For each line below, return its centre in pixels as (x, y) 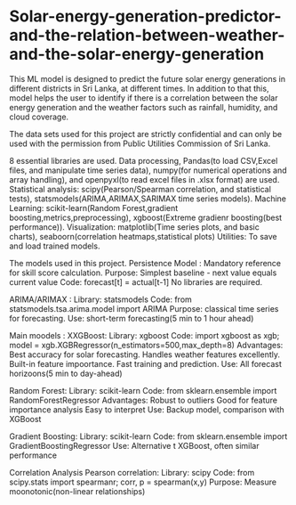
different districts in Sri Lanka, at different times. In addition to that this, (139, 88)
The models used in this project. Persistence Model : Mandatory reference (145, 263)
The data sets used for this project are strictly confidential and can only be (146, 134)
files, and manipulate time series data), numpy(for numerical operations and (148, 170)
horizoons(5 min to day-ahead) (66, 373)
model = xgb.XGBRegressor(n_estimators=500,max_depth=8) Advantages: (146, 345)
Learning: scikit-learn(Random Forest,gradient (94, 208)
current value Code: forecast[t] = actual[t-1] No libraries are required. (136, 281)
